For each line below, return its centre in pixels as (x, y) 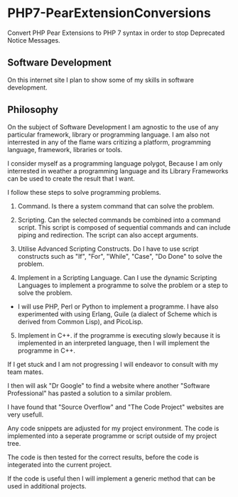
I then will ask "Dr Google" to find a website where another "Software (109, 385)
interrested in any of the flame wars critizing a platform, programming (109, 142)
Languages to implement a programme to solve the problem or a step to (123, 285)
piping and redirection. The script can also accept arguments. (108, 235)
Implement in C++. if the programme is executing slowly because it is (119, 335)
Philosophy (33, 110)
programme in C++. (47, 351)
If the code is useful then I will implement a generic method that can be (111, 479)
